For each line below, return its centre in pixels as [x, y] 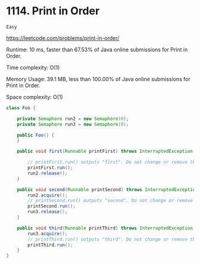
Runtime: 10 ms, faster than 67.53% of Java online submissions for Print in [97, 50]
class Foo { [21, 108]
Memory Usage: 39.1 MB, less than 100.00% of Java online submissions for [98, 79]
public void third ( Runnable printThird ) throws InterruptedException [105, 228]
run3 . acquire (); [48, 234]
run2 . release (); [48, 173]
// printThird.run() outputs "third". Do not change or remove [107, 239]
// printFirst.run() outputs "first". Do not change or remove [107, 162]
